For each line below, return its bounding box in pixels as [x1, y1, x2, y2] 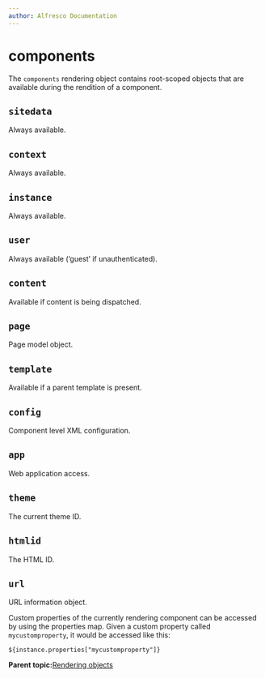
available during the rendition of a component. [8, 82, 162, 92]
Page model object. [8, 339, 74, 349]
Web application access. [8, 468, 90, 478]
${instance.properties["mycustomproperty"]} [8, 646, 161, 655]
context [8, 148, 47, 160]
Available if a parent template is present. [8, 382, 143, 393]
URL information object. [8, 597, 87, 608]
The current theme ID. [8, 511, 82, 521]
